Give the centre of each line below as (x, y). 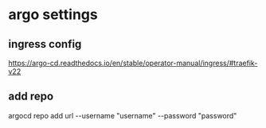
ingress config (45, 44)
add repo (31, 97)
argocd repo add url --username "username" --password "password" (123, 115)
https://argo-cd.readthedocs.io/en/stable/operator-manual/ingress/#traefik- (133, 63)
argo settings (53, 15)
